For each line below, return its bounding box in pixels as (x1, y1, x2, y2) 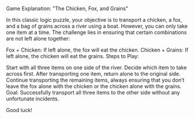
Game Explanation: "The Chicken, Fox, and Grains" (6, 5, 129, 12)
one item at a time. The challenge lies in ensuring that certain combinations (6, 29, 187, 36)
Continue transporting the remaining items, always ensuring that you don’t (6, 76, 185, 83)
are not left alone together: (6, 35, 70, 42)
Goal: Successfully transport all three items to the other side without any (6, 89, 180, 96)
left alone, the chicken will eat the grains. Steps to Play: (6, 53, 139, 59)
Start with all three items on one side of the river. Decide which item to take (6, 64, 187, 71)
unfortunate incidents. (6, 95, 60, 102)
